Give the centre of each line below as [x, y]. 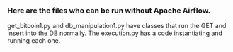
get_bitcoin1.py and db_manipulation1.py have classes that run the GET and [117, 26]
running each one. [34, 41]
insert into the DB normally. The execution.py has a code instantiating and [115, 33]
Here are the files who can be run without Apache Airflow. [109, 11]
